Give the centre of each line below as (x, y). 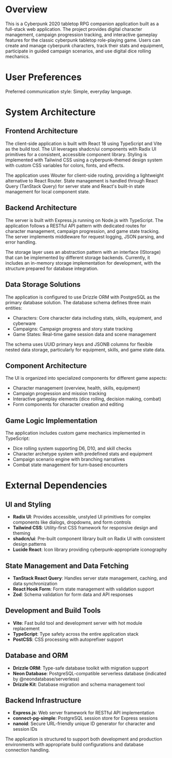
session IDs (25, 729)
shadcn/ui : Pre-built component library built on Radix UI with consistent (89, 539)
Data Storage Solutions (43, 284)
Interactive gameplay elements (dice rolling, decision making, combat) (87, 399)
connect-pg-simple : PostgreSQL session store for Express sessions (85, 718)
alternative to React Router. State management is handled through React (82, 180)
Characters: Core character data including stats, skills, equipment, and (87, 318)
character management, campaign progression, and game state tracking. (83, 231)
